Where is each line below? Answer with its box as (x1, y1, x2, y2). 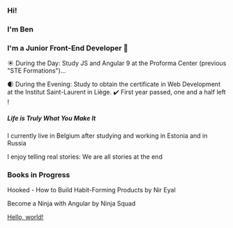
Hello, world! (7, 213, 44, 222)
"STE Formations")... (7, 66, 66, 75)
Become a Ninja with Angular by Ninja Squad (7, 199, 136, 208)
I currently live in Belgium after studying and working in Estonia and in (7, 131, 208, 140)
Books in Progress (7, 170, 70, 180)
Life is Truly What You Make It (7, 114, 96, 122)
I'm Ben (7, 24, 33, 34)
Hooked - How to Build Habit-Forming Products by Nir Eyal (7, 186, 176, 194)
